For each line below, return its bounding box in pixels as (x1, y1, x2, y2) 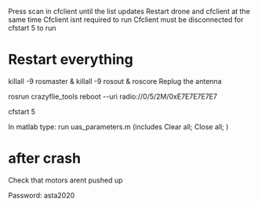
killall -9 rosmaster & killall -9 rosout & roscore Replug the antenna (8, 76, 222, 85)
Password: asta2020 (8, 190, 75, 200)
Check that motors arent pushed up (8, 175, 123, 185)
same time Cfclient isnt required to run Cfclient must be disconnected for (8, 15, 244, 24)
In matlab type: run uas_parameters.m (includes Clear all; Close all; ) (8, 121, 229, 132)
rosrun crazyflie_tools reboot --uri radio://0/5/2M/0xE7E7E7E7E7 (8, 92, 218, 101)
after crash (8, 150, 81, 168)
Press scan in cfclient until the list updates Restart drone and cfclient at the (8, 7, 251, 16)
